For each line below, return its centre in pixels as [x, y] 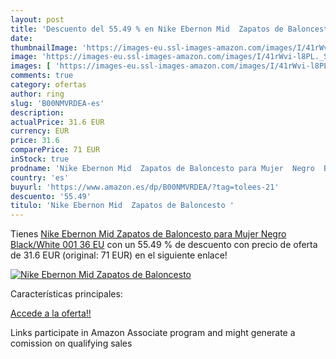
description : [37, 112]
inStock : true [40, 159]
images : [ [31, 66]
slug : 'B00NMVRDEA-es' [57, 103]
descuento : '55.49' [51, 196]
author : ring [37, 94]
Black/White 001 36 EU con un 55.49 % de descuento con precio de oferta [164, 245]
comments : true [42, 76]
